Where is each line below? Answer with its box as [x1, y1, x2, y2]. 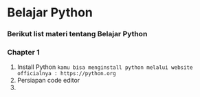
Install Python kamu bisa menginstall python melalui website [16, 63, 193, 71]
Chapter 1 [7, 48, 40, 57]
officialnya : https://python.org [16, 70, 116, 77]
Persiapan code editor [16, 77, 80, 85]
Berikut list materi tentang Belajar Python [7, 29, 148, 39]
